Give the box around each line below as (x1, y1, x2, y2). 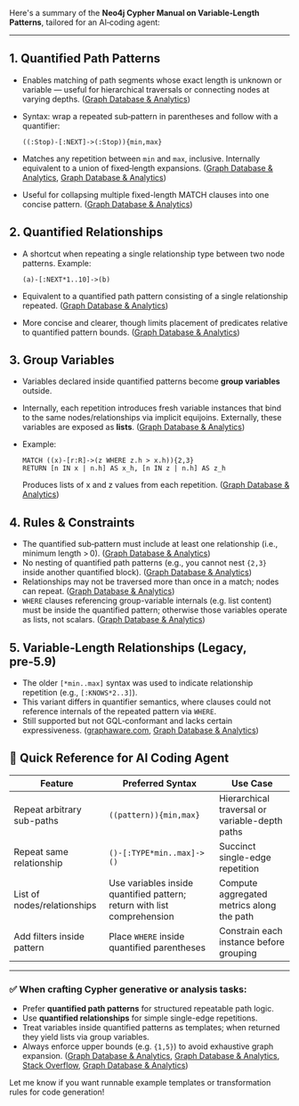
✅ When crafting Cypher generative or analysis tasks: (9, 983, 247, 996)
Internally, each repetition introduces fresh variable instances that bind (21, 403, 282, 413)
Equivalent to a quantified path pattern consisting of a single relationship (21, 290, 288, 301)
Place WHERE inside (108, 930, 185, 942)
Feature (39, 777, 74, 789)
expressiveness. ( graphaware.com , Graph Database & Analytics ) (21, 725, 260, 736)
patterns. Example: (21, 257, 92, 268)
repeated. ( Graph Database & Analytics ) (21, 300, 169, 311)
